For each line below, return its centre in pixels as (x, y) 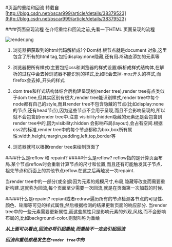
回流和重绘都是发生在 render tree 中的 (45, 240)
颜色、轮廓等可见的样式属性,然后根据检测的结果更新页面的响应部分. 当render (86, 205)
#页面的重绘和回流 (25, 7)
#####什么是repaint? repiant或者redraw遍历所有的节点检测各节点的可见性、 (86, 199)
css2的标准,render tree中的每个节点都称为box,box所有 (70, 129)
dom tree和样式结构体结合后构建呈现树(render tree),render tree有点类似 (89, 91)
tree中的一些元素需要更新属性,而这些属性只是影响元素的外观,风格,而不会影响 (86, 211)
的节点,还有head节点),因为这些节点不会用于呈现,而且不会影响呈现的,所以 (89, 110)
